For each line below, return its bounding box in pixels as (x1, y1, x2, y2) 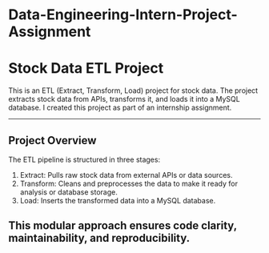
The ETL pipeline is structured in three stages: (8, 155, 161, 164)
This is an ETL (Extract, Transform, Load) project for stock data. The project (8, 86, 259, 95)
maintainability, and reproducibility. (8, 231, 191, 245)
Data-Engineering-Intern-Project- (8, 6, 238, 24)
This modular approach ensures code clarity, (8, 219, 238, 233)
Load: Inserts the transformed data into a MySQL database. (19, 195, 216, 205)
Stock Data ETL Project (8, 59, 164, 78)
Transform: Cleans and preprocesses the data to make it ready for (19, 179, 239, 188)
